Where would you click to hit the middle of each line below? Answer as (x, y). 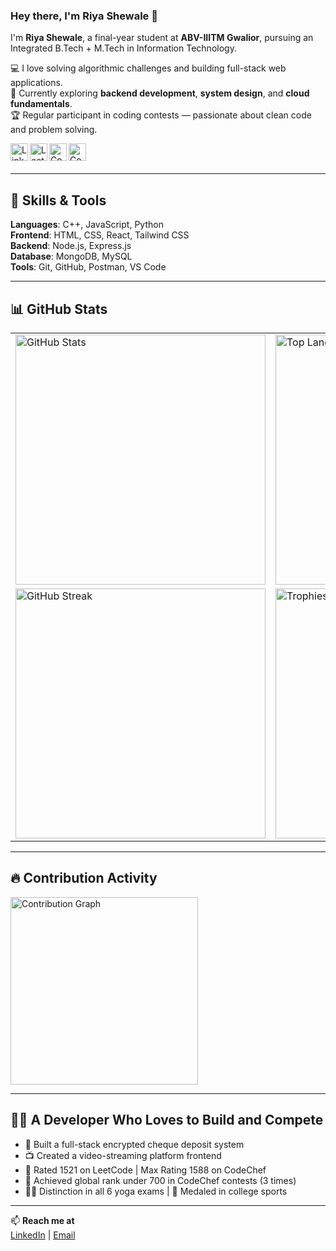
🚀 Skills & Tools (58, 200)
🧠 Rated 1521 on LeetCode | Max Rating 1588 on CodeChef (145, 1170)
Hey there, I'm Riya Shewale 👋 (84, 16)
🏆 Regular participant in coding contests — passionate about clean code (161, 115)
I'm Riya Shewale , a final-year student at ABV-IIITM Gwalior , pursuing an (162, 38)
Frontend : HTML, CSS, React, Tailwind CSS (100, 235)
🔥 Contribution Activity (84, 878)
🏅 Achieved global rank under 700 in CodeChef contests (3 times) (160, 1180)
